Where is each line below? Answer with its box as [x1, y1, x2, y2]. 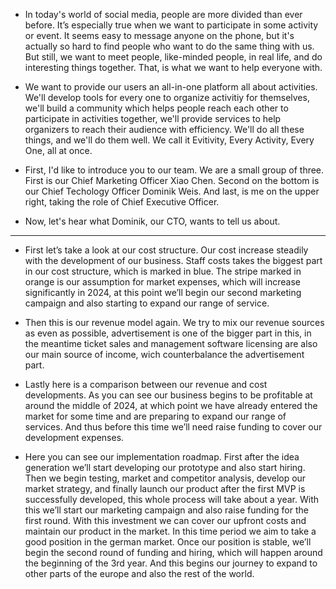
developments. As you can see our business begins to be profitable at [24, 389, 313, 401]
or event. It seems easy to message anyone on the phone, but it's [24, 30, 295, 41]
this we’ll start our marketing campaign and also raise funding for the [24, 504, 309, 516]
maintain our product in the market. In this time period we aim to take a [24, 525, 317, 537]
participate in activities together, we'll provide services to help [24, 113, 282, 124]
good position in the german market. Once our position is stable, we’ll [24, 536, 312, 548]
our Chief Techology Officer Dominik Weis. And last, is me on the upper [24, 185, 320, 197]
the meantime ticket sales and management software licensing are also [24, 338, 318, 349]
